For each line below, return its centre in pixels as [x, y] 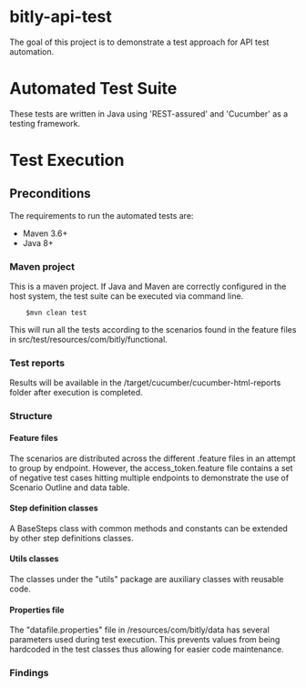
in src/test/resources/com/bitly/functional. [89, 340]
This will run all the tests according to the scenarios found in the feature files [153, 330]
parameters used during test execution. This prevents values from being [145, 640]
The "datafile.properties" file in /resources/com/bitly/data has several [140, 630]
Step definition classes [54, 508]
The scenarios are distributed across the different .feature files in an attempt [153, 458]
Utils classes [34, 559]
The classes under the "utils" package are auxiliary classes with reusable [147, 579]
